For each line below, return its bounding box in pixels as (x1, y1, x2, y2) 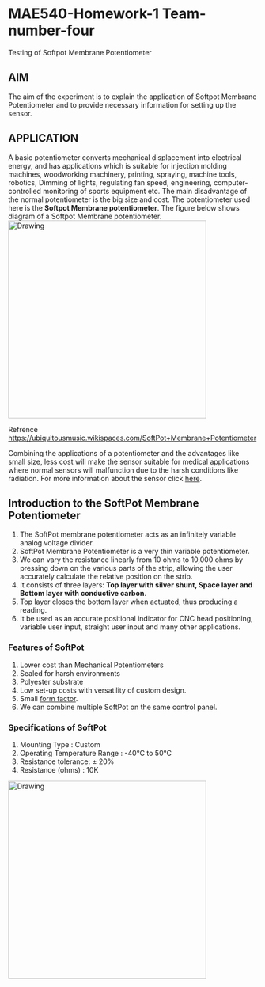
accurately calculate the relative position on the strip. (19, 571, 193, 582)
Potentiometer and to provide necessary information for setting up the (8, 100, 237, 109)
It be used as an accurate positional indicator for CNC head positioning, (19, 614, 253, 624)
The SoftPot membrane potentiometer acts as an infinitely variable (19, 530, 236, 539)
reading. (19, 605, 47, 615)
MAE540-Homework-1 (8, 5, 160, 23)
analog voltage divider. (19, 538, 95, 548)
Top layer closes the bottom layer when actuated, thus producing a (19, 597, 239, 606)
